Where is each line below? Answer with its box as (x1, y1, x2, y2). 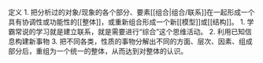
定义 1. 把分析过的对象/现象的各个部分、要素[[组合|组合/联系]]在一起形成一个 (8, 8, 255, 16)
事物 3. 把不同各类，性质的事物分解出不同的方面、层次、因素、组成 (35, 37, 254, 46)
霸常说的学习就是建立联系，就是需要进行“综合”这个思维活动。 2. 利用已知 (8, 27, 246, 36)
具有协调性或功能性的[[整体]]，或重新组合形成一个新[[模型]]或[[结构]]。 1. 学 (8, 17, 254, 26)
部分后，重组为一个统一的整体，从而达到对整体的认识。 (8, 47, 187, 55)
